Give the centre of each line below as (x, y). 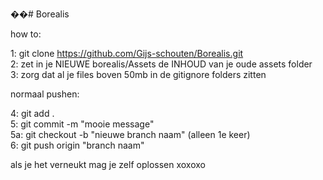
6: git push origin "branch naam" (77, 145)
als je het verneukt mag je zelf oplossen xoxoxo (108, 164)
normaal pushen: (45, 94)
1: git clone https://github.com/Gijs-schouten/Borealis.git (127, 53)
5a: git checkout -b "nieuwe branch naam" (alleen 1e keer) (130, 134)
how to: (26, 34)
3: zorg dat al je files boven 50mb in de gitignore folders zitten (138, 74)
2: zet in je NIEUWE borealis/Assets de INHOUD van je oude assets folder (161, 64)
